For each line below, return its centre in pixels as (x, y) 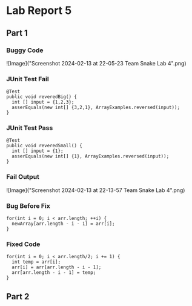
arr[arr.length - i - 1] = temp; (54, 273)
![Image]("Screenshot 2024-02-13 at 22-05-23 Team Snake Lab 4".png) (96, 63)
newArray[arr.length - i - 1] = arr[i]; (63, 224)
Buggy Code (25, 50)
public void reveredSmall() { (45, 146)
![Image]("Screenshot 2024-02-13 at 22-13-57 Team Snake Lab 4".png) (96, 190)
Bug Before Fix (28, 205)
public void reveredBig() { (42, 97)
